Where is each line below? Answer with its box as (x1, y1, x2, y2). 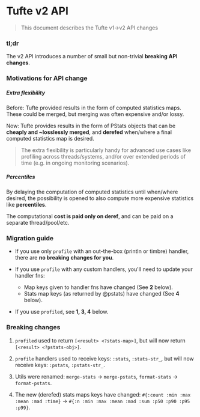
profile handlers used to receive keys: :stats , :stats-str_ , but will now (14, 355, 194, 362)
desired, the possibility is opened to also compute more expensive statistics (6, 195, 194, 202)
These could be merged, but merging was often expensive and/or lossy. (6, 111, 184, 118)
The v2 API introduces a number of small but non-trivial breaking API (6, 53, 178, 60)
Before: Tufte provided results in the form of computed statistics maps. (6, 104, 181, 112)
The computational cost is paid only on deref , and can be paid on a (6, 213, 174, 220)
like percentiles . (6, 201, 47, 208)
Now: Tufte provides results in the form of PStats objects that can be (6, 122, 176, 130)
